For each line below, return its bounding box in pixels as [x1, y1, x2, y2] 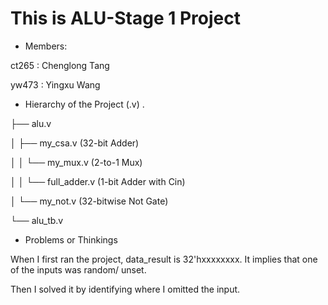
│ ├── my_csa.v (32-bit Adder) [10, 137, 140, 149]
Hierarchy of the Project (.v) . [24, 98, 145, 110]
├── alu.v [10, 117, 52, 129]
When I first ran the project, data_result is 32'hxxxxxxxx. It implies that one [10, 253, 318, 265]
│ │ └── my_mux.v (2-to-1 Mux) [10, 156, 143, 168]
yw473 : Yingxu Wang [10, 78, 101, 91]
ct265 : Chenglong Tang [10, 59, 110, 71]
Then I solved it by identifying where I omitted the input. [10, 283, 241, 295]
